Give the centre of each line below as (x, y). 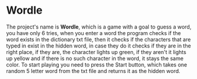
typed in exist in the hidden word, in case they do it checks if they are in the (99, 46)
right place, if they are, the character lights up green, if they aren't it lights (96, 52)
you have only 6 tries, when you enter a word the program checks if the (93, 33)
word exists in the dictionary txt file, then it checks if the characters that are (99, 39)
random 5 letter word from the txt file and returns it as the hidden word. (93, 71)
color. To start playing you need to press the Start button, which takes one (97, 64)
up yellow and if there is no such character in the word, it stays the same (95, 58)
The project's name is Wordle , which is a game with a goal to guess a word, (99, 27)
